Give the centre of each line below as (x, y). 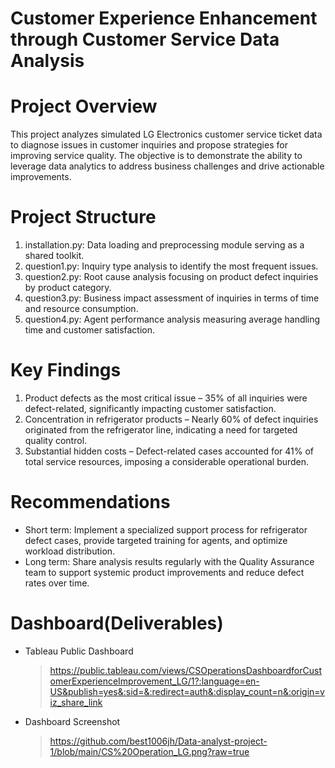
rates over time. (57, 583)
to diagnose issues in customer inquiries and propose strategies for (149, 145)
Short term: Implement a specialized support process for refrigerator (166, 529)
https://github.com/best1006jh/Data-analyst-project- (158, 741)
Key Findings (66, 370)
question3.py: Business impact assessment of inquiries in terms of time (172, 298)
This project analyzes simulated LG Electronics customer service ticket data (166, 134)
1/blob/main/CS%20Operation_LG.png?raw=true (149, 751)
